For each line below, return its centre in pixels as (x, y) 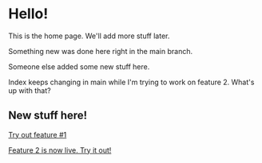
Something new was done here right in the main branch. (101, 51)
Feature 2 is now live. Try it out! (60, 150)
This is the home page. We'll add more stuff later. (89, 36)
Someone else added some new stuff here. (79, 66)
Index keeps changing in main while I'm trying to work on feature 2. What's (131, 82)
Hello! (28, 14)
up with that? (30, 90)
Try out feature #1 (38, 134)
